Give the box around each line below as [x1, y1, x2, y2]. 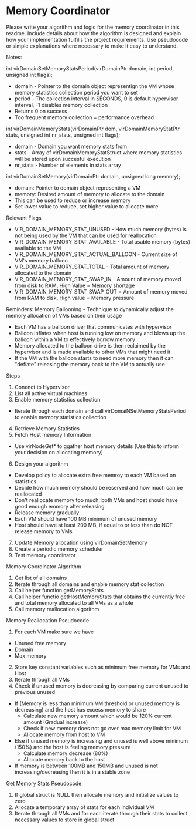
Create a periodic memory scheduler [14, 545, 104, 552]
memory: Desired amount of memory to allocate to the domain [14, 190, 165, 197]
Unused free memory [14, 639, 66, 646]
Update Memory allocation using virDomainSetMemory [14, 539, 147, 546]
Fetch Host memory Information [14, 431, 92, 438]
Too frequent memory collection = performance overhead [14, 113, 154, 121]
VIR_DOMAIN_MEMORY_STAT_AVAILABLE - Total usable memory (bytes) [14, 238, 191, 245]
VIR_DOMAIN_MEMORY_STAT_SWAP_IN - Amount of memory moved [14, 275, 181, 282]
